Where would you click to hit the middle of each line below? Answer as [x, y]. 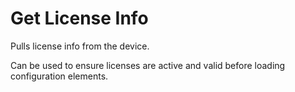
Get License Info [79, 18]
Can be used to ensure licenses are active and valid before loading [148, 65]
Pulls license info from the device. [80, 46]
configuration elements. [59, 76]
